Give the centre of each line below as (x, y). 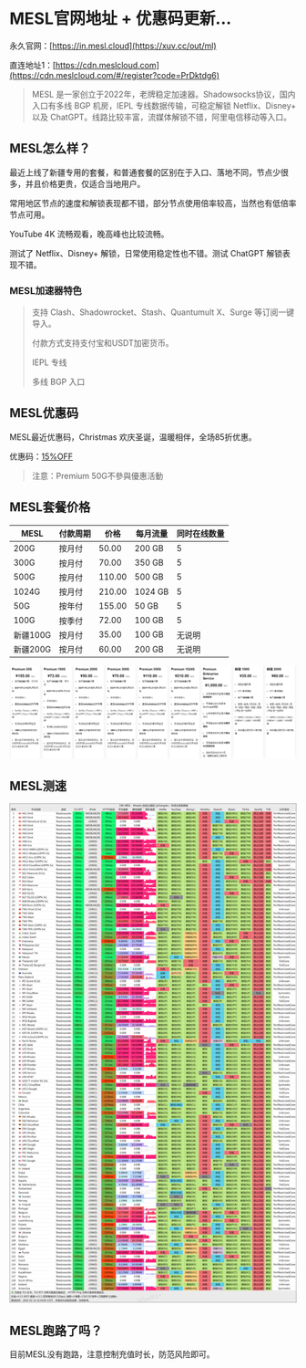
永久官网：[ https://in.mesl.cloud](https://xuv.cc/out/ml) (113, 46)
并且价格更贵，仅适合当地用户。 (85, 183)
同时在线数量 (200, 534)
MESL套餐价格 (50, 507)
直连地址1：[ (33, 65)
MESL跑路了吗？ (56, 1330)
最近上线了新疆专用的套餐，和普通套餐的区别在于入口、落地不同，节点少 (145, 172)
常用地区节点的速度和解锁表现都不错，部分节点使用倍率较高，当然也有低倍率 (153, 203)
